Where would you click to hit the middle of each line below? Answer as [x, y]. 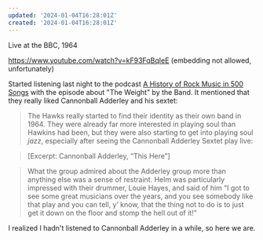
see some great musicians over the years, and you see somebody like [140, 196]
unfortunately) [31, 68]
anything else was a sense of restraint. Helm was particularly [126, 179]
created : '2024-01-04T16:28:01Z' [63, 23]
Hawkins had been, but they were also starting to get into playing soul [140, 132]
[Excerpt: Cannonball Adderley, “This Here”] [99, 156]
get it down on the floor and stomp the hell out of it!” [112, 213]
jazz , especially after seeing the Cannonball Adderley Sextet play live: [140, 140]
